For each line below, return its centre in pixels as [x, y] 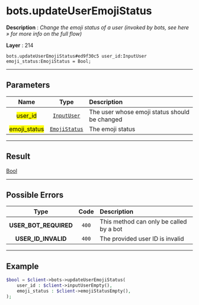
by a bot [111, 229]
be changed [105, 119]
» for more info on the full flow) [44, 33]
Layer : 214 [20, 45]
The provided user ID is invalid [142, 239]
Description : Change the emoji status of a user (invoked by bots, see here [98, 27]
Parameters [28, 85]
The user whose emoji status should [139, 112]
